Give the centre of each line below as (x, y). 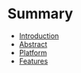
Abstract (33, 44)
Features (33, 61)
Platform (33, 52)
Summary (40, 14)
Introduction (39, 36)
